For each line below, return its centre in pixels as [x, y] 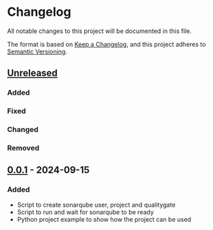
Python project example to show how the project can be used [104, 219]
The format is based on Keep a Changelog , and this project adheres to [106, 44]
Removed [23, 148]
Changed [23, 130]
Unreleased [33, 73]
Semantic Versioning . [37, 51]
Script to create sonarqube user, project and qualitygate [96, 205]
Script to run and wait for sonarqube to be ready [86, 212]
